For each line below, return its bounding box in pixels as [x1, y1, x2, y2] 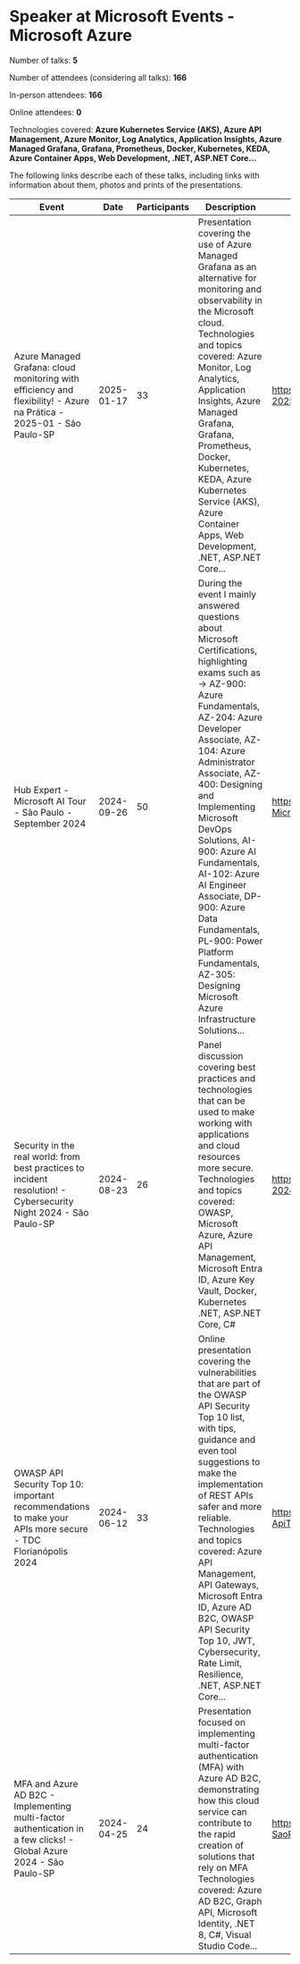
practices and [197, 1071, 256, 1084]
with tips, [197, 1422, 237, 1435]
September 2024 [13, 817, 87, 829]
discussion [197, 1049, 244, 1062]
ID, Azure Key [197, 1273, 255, 1285]
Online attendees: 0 [9, 106, 82, 117]
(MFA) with [197, 1760, 245, 1773]
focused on [197, 1715, 246, 1728]
